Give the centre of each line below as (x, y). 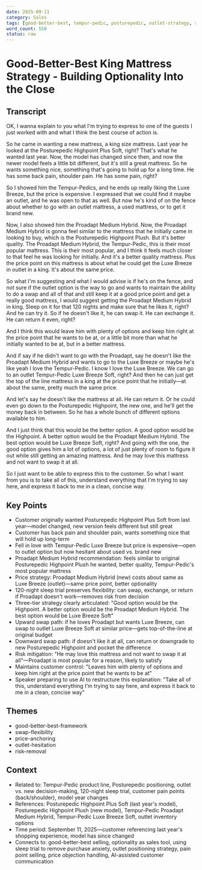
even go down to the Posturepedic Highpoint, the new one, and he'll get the (100, 406)
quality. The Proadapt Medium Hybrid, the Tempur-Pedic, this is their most (98, 244)
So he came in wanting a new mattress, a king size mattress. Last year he (97, 144)
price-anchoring (35, 738)
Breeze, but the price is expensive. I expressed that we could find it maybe (99, 194)
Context (22, 770)
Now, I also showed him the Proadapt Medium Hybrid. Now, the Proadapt (96, 225)
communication (34, 861)
